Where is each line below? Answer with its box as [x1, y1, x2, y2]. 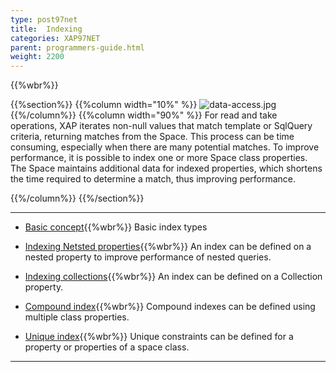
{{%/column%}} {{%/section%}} [10, 192, 145, 205]
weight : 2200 [10, 52, 65, 62]
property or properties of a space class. [24, 341, 190, 353]
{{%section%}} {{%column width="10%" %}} [10, 99, 198, 111]
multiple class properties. [24, 311, 130, 323]
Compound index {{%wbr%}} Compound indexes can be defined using [24, 301, 316, 313]
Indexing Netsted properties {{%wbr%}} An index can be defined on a [24, 241, 312, 253]
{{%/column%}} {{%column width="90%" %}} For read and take [10, 109, 278, 121]
